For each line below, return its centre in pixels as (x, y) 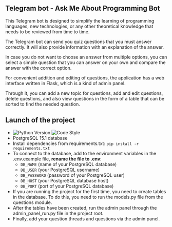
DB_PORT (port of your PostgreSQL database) (67, 186)
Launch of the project (40, 120)
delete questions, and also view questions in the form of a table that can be (85, 98)
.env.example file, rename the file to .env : (57, 159)
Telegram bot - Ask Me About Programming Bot (83, 8)
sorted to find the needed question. (43, 104)
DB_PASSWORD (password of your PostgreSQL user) (72, 175)
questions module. (32, 202)
